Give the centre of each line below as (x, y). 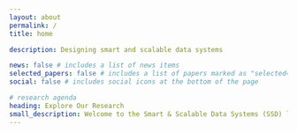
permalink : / (33, 26)
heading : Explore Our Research (67, 106)
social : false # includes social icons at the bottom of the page (134, 82)
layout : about (35, 17)
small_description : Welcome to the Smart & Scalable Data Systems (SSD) (146, 114)
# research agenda (43, 98)
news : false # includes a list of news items (94, 66)
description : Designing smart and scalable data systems (116, 49)
